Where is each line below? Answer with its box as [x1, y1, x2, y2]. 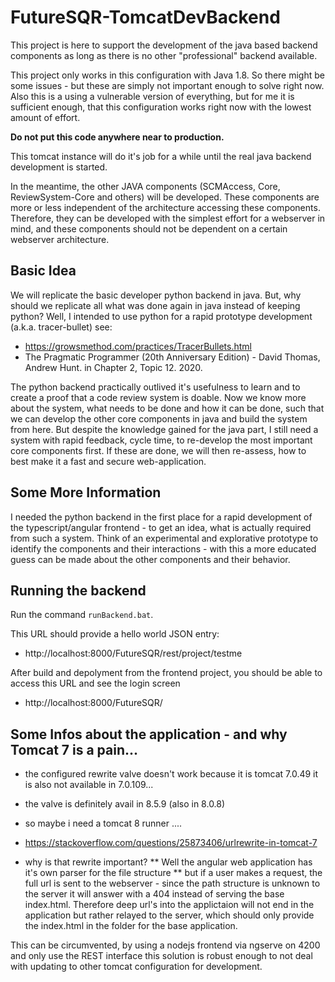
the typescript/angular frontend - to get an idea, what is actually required [10, 521, 312, 533]
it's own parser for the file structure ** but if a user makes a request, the [24, 867, 323, 879]
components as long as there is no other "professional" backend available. [10, 49, 318, 61]
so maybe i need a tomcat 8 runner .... [24, 817, 183, 830]
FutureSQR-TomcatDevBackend [10, 6, 281, 29]
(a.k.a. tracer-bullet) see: [10, 321, 113, 333]
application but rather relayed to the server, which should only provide [24, 909, 315, 921]
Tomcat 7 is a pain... [10, 741, 139, 758]
